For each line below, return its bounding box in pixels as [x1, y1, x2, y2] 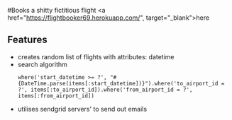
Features [7, 34, 48, 46]
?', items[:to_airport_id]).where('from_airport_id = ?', [17, 86, 193, 93]
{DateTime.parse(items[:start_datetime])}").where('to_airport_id [17, 80, 219, 87]
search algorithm [17, 60, 67, 68]
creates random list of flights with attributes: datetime [17, 52, 175, 61]
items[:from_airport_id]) [17, 92, 94, 100]
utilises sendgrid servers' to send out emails [17, 104, 148, 113]
